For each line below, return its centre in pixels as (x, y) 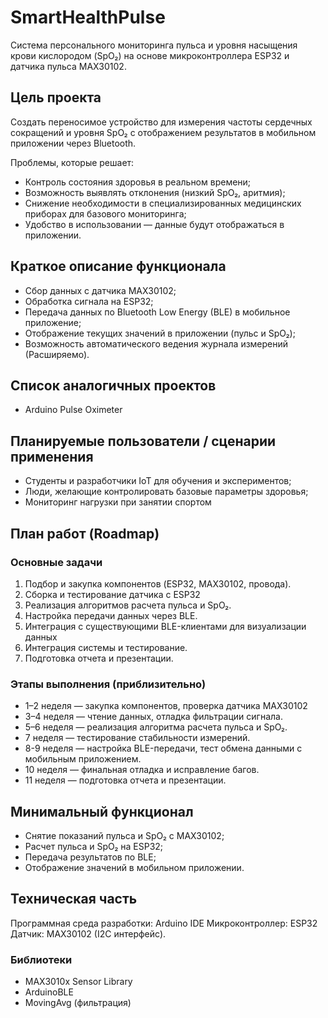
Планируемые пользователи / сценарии (143, 441)
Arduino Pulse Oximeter (73, 410)
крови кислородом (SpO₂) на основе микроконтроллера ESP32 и (150, 55)
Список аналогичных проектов (113, 385)
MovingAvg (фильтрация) (78, 1003)
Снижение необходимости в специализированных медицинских (163, 203)
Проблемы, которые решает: (72, 162)
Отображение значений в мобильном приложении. (134, 867)
